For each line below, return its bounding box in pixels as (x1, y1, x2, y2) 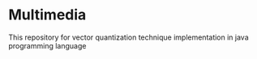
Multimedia (8, 6, 87, 24)
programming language (8, 40, 87, 50)
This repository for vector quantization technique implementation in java (8, 32, 249, 42)
